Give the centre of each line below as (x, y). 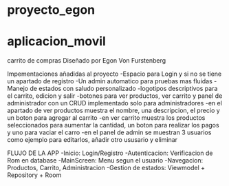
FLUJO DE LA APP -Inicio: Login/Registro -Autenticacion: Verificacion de (110, 153)
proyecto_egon (51, 10)
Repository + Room (34, 175)
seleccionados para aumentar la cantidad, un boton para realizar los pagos (113, 125)
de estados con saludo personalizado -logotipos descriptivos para (124, 89)
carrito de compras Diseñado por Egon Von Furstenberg (87, 61)
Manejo (18, 89)
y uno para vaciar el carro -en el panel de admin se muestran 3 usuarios (109, 132)
